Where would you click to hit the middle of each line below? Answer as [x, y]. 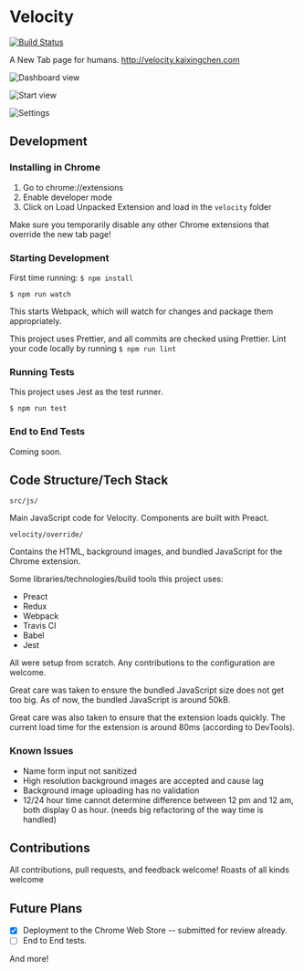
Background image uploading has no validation [111, 790]
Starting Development [59, 257]
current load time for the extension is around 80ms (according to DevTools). [152, 727]
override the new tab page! [60, 234]
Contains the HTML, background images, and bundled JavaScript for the [146, 552]
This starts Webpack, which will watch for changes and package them [142, 311]
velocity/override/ [47, 535]
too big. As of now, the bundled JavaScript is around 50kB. [120, 700]
